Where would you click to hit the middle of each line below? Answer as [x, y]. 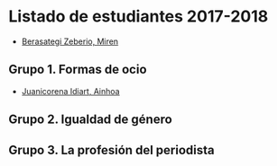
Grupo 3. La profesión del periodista [111, 150]
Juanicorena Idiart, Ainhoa [70, 91]
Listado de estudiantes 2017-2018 [138, 17]
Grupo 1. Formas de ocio [78, 70]
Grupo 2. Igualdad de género [90, 120]
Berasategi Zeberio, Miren [70, 41]
